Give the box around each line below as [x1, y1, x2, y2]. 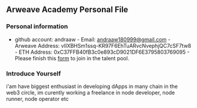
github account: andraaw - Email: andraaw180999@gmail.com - [14, 35, 171, 43]
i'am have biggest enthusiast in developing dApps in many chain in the [6, 83, 178, 90]
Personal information [6, 22, 68, 31]
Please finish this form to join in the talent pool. [14, 54, 130, 61]
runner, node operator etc [6, 95, 69, 102]
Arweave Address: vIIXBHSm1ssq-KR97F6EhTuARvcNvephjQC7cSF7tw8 [14, 42, 192, 49]
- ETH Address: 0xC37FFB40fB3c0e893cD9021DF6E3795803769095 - [14, 48, 190, 55]
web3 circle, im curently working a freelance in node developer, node [6, 89, 176, 96]
